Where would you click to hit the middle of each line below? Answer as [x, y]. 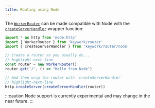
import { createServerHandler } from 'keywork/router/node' [67, 47]
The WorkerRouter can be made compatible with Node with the [68, 23]
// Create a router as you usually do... [48, 55]
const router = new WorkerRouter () [41, 64]
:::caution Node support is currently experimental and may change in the [78, 96]
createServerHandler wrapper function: [44, 28]
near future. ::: [19, 101]
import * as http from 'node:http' [41, 37]
